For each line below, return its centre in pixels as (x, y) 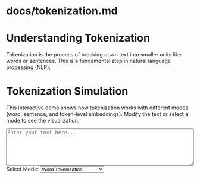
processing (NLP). (28, 67)
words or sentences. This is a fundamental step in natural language (89, 61)
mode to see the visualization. (43, 121)
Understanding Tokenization (78, 38)
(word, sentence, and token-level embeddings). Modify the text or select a (97, 114)
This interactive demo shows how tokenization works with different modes (97, 108)
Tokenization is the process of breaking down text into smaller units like (94, 55)
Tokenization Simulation (67, 91)
